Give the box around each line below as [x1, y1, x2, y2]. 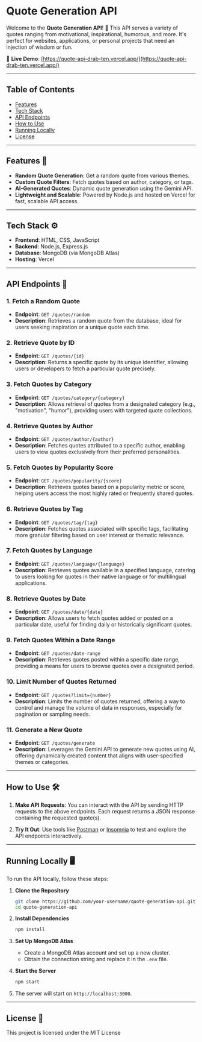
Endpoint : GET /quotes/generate [14, 739, 96, 747]
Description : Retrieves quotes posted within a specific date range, [14, 656, 180, 663]
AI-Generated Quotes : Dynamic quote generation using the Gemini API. [14, 185, 194, 192]
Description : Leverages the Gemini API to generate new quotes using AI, [14, 746, 195, 753]
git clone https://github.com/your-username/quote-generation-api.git [14, 898, 196, 905]
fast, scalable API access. [14, 197, 79, 204]
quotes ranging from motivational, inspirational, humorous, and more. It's [6, 30, 187, 37]
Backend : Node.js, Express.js [14, 243, 88, 250]
